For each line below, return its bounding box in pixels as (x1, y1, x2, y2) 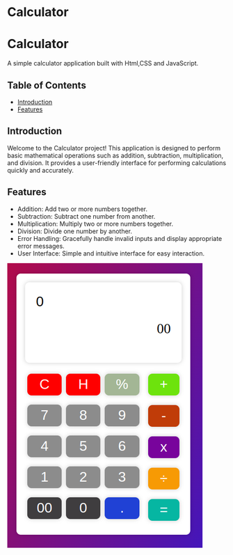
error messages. (17, 242, 65, 250)
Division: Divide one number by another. (17, 227, 132, 235)
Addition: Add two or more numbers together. (17, 205, 148, 213)
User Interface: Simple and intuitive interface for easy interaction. (17, 249, 205, 258)
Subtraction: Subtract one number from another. (17, 212, 156, 220)
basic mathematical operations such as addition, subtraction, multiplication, (7, 151, 224, 159)
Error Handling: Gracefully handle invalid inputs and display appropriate (17, 234, 223, 242)
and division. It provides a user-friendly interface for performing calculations (7, 158, 227, 167)
